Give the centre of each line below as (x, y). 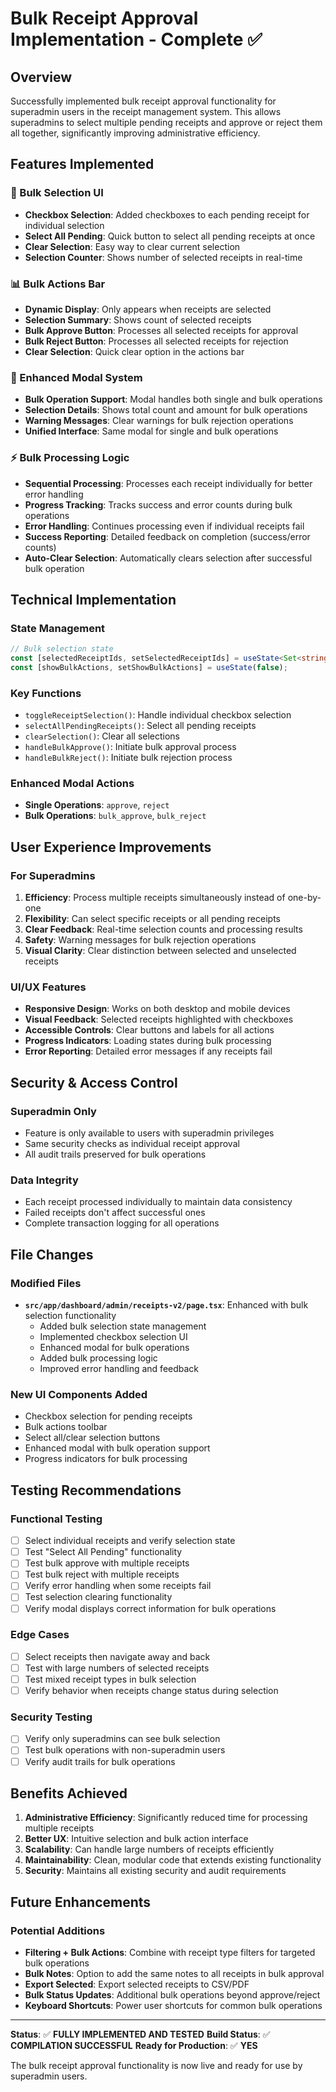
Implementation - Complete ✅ (136, 39)
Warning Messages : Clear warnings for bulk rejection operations (159, 421)
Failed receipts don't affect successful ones (115, 1213)
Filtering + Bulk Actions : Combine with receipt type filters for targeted (170, 1953)
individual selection (64, 225)
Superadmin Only (53, 1111)
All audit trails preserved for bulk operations (115, 1154)
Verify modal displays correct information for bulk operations (150, 1608)
